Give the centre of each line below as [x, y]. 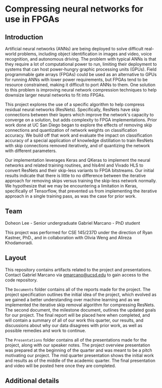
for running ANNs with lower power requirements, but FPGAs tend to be [76, 79]
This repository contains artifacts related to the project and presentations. [79, 269]
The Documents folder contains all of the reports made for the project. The [78, 289]
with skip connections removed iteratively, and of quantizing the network [78, 146]
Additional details [32, 381]
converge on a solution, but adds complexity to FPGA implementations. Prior [81, 120]
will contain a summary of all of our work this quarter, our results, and [74, 320]
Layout [16, 258]
